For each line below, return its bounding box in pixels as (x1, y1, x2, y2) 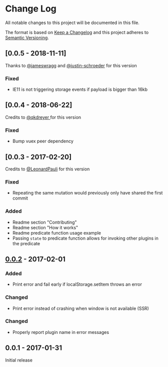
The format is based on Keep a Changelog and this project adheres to (5, 29, 149, 35)
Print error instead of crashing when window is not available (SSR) (12, 305, 149, 311)
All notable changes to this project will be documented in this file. (5, 20, 140, 26)
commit (12, 195, 28, 201)
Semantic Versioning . (5, 35, 49, 41)
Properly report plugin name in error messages (12, 329, 109, 335)
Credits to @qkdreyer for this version (5, 114, 81, 120)
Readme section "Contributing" (12, 219, 77, 225)
